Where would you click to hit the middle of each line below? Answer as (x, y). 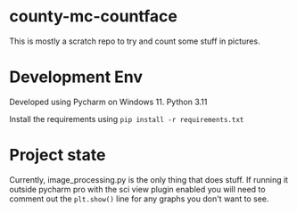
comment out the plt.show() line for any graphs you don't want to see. (139, 199)
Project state (58, 156)
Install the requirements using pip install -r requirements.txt (127, 119)
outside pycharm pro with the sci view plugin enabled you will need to (137, 189)
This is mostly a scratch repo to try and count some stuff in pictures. (135, 41)
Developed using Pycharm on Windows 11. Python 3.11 (108, 102)
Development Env (76, 77)
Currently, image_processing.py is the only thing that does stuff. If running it (148, 179)
